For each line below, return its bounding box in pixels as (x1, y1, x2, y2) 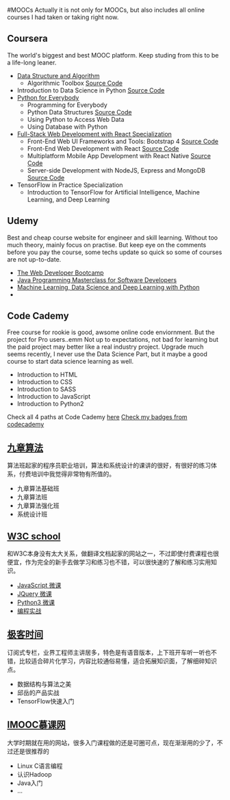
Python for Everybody (16, 93, 79, 101)
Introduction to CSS (16, 378, 73, 386)
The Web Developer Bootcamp (16, 268, 104, 277)
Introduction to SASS (16, 385, 77, 393)
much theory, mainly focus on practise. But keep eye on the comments (7, 240, 207, 249)
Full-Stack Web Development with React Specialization (16, 129, 172, 138)
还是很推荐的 (12, 747, 49, 755)
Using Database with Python (27, 123, 108, 131)
